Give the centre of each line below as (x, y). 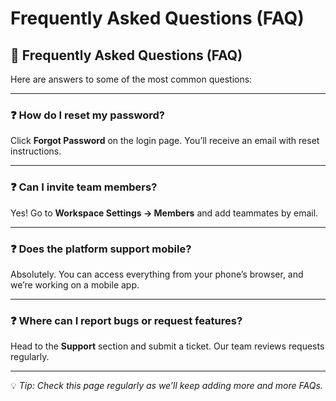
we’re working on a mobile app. (75, 284)
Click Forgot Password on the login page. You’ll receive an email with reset (165, 141)
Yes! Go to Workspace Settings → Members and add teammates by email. (164, 213)
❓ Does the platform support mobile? (101, 249)
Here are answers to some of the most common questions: (131, 79)
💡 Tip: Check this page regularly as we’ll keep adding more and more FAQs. (166, 386)
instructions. (36, 151)
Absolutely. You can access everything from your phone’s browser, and (157, 274)
